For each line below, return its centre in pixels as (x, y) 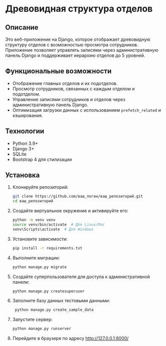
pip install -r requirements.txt (47, 248)
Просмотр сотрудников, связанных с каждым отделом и (73, 89)
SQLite (19, 154)
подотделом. (26, 94)
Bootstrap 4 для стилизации (42, 159)
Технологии (25, 131)
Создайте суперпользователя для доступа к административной (81, 277)
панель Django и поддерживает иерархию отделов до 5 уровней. (75, 55)
